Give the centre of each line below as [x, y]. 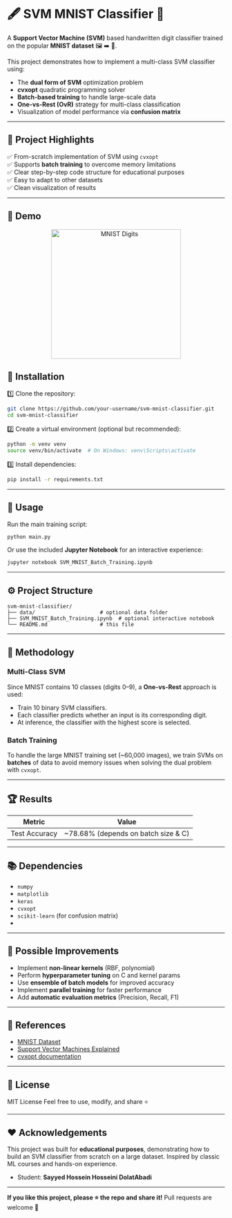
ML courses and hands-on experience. [62, 1163]
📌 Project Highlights [51, 140]
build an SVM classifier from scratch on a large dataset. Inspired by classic [113, 1156]
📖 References [37, 1025]
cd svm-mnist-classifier [43, 416]
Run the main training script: [47, 524]
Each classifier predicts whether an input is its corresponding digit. [112, 715]
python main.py [29, 536]
